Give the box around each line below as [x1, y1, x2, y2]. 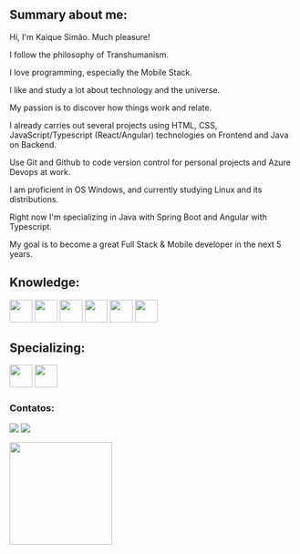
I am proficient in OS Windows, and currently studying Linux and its [9, 184, 263, 195]
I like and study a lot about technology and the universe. [9, 84, 221, 95]
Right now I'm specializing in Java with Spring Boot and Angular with [9, 211, 267, 222]
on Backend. [9, 138, 57, 149]
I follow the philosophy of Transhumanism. [9, 49, 169, 60]
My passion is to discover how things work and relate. [9, 102, 212, 113]
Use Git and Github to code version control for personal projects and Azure [9, 157, 292, 168]
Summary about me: [9, 7, 128, 23]
